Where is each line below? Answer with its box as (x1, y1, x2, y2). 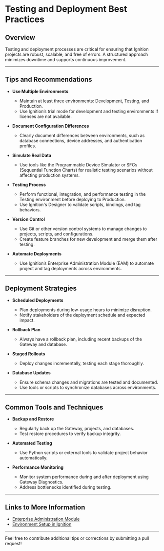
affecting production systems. (19, 172, 80, 178)
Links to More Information (5, 503, 85, 511)
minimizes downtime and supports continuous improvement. (5, 57, 127, 62)
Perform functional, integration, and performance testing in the (19, 191, 146, 197)
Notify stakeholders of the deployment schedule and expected (19, 312, 145, 318)
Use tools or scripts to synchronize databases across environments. (19, 384, 157, 390)
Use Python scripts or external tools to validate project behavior (19, 450, 148, 456)
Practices (5, 14, 45, 25)
